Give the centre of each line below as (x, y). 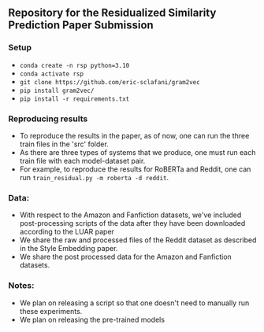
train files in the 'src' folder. (64, 144)
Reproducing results (48, 119)
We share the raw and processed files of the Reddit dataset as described (138, 240)
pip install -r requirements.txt (74, 99)
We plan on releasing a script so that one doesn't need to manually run (134, 303)
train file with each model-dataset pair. (82, 160)
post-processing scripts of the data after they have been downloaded (132, 223)
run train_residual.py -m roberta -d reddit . (94, 177)
